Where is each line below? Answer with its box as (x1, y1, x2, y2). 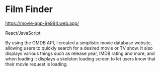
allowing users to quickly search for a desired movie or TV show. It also (5, 45, 153, 51)
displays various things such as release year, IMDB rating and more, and (5, 50, 155, 56)
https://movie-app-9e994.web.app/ (5, 20, 79, 26)
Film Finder (5, 4, 53, 15)
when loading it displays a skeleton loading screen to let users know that (5, 55, 156, 61)
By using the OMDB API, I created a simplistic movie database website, (5, 39, 152, 46)
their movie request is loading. (5, 61, 68, 67)
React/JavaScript (5, 30, 41, 36)
